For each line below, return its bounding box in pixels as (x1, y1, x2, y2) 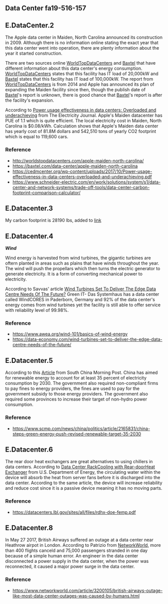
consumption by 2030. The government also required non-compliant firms (5, 380, 158, 386)
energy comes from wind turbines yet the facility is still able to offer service (5, 302, 161, 308)
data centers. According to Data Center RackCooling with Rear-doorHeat (5, 464, 155, 470)
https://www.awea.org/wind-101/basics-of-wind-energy (12, 331, 128, 337)
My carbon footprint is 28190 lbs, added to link (5, 218, 101, 224)
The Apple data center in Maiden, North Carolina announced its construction (5, 35, 162, 41)
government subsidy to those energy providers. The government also (5, 391, 148, 397)
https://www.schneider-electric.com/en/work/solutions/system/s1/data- (12, 179, 161, 185)
